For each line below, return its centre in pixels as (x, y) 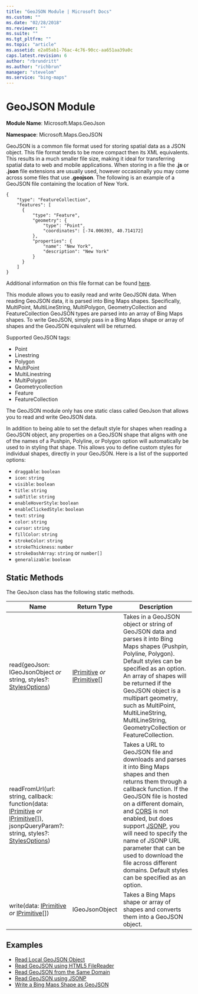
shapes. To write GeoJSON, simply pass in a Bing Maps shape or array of (95, 320)
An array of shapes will (155, 676)
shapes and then (146, 774)
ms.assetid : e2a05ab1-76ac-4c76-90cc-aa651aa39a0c (70, 50)
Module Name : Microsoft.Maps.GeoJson (56, 123)
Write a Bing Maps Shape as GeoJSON (62, 985)
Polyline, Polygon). (149, 653)
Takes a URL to (144, 744)
